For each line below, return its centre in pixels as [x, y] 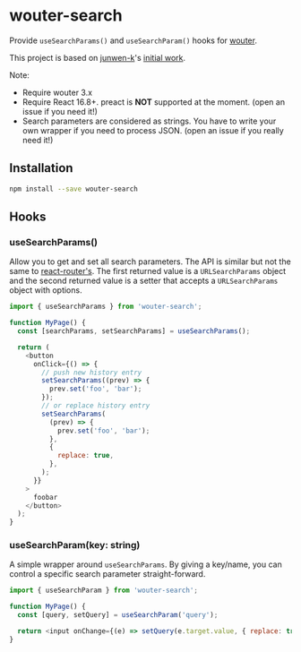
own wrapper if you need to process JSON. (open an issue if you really [153, 130]
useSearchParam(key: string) [75, 545]
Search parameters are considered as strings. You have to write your [149, 121]
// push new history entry [92, 373]
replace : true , [86, 456]
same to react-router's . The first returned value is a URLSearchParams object [148, 271]
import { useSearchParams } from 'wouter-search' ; [106, 307]
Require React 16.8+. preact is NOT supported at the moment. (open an [153, 102]
